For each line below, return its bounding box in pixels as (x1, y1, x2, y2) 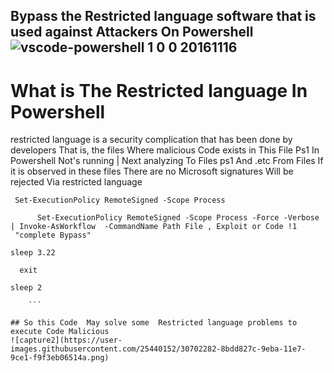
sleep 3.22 (10, 248, 56, 258)
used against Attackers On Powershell (10, 24, 254, 41)
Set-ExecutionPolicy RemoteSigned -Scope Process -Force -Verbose (36, 213, 320, 223)
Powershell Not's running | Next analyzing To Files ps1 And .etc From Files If (10, 155, 324, 167)
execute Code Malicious (10, 327, 110, 337)
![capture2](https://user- (10, 335, 123, 346)
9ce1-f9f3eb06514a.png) (10, 353, 110, 363)
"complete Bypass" (14, 230, 92, 241)
